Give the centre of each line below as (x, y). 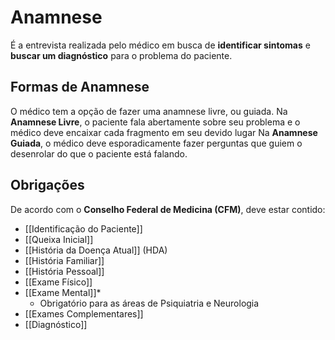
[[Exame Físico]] (58, 282)
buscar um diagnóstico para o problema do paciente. (121, 55)
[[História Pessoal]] (64, 271)
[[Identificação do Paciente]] (83, 228)
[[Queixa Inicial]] (59, 239)
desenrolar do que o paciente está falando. (99, 153)
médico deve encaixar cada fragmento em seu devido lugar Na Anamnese (164, 132)
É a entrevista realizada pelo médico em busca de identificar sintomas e (160, 45)
